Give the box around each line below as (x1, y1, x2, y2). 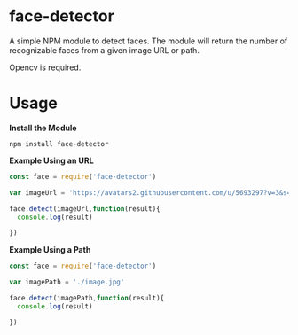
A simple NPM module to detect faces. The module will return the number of (9, 35, 288, 46)
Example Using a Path (9, 245, 91, 255)
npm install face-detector (9, 139, 109, 148)
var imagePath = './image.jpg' (9, 277, 125, 287)
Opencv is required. (9, 62, 82, 73)
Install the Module (9, 122, 77, 133)
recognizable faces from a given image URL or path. (9, 44, 200, 55)
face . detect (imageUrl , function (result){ (9, 204, 161, 214)
